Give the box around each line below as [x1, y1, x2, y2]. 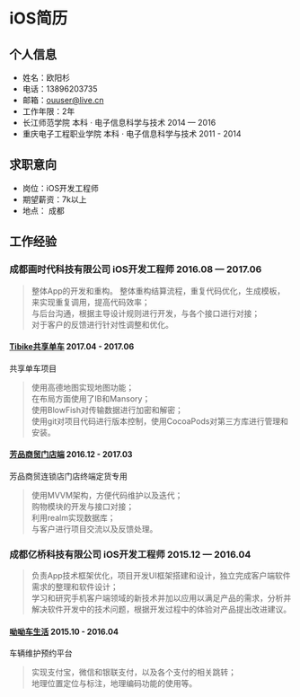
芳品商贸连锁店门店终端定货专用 [9, 471, 128, 481]
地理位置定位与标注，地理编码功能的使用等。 [31, 678, 198, 689]
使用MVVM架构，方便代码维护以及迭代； [31, 490, 183, 500]
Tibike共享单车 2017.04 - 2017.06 [9, 341, 135, 352]
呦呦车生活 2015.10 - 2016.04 [9, 626, 119, 637]
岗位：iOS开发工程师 [22, 182, 99, 193]
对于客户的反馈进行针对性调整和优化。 [31, 319, 173, 330]
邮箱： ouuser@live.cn [22, 95, 104, 105]
